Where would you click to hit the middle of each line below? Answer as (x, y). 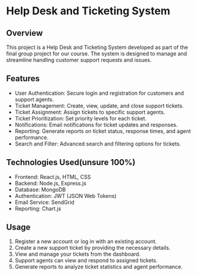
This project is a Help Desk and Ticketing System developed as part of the (97, 47)
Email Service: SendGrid (44, 202)
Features (23, 79)
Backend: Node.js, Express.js (51, 183)
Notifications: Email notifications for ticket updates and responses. (96, 125)
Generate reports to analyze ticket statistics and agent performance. (98, 267)
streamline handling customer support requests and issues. (79, 60)
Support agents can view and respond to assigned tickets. (86, 261)
